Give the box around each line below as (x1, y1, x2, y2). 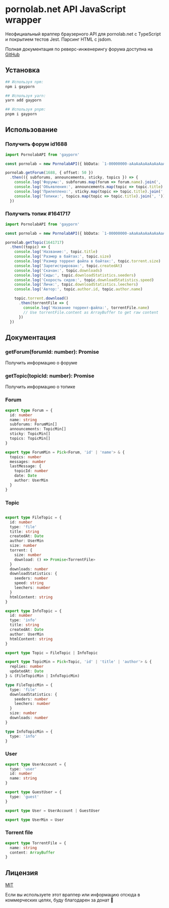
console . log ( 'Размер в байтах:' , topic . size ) (14, 254, 112, 259)
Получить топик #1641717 (5, 210, 71, 217)
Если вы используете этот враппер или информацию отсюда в (5, 892, 140, 898)
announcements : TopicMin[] (10, 427, 66, 432)
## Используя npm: (5, 79, 44, 84)
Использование (5, 125, 58, 134)
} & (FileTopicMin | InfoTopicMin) (5, 674, 80, 679)
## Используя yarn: (5, 93, 46, 98)
